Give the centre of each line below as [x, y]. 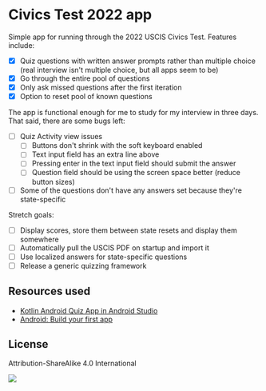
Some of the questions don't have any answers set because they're [131, 190]
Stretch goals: [31, 214]
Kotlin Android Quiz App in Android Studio [89, 310]
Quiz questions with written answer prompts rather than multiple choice [137, 61]
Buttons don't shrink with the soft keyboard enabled [117, 146]
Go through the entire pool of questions [85, 78]
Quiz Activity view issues [61, 137]
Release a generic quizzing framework [83, 265]
